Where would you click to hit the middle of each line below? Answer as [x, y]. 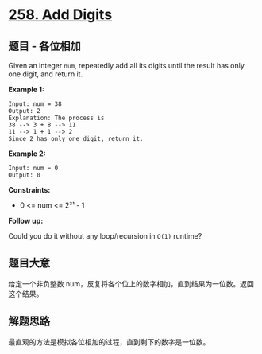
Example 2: [27, 154]
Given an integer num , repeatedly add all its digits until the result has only [126, 66]
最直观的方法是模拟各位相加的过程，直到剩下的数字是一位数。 [109, 342]
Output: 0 [25, 175]
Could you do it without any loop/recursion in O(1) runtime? [105, 236]
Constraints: [29, 190]
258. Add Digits [60, 15]
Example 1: [27, 89]
